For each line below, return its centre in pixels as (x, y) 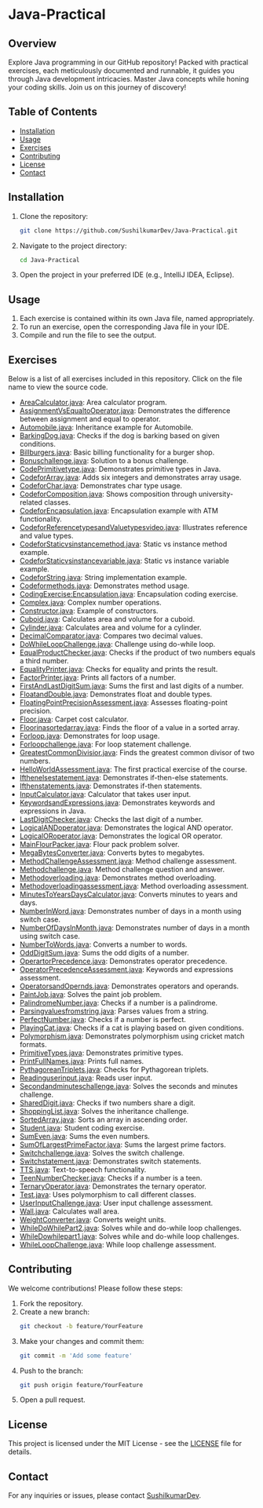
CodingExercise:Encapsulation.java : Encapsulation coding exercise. (128, 594)
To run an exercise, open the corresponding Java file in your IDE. (124, 327)
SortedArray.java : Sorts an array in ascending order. (104, 1119)
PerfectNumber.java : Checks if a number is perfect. (102, 1019)
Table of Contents (53, 112)
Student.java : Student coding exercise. (82, 1128)
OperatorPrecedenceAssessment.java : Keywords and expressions (126, 969)
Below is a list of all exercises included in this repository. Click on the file (125, 379)
